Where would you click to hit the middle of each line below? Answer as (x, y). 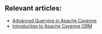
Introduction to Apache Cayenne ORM (52, 26)
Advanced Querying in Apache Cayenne (54, 20)
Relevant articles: (33, 8)
